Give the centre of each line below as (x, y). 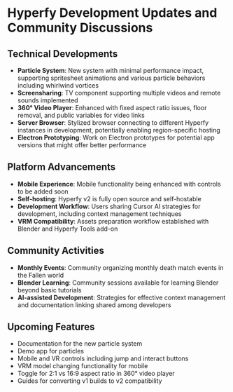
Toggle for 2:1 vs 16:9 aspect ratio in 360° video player (96, 374)
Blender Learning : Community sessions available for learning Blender (118, 283)
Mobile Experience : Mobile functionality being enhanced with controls (119, 184)
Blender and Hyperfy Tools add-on (68, 229)
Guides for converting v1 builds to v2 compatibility (90, 381)
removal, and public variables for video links (81, 115)
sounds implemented (48, 100)
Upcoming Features (51, 327)
